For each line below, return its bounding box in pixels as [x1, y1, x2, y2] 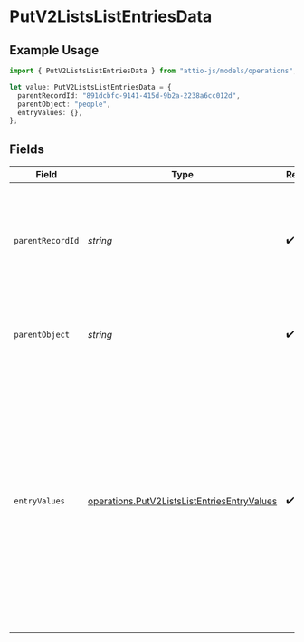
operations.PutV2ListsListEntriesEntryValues [87, 495, 278, 508]
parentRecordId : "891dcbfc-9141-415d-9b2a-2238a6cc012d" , [17, 91, 242, 101]
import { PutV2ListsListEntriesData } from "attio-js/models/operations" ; [9, 66, 298, 75]
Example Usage [9, 43, 100, 58]
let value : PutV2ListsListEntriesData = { [9, 82, 172, 91]
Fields [9, 141, 45, 157]
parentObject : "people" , [17, 100, 111, 109]
